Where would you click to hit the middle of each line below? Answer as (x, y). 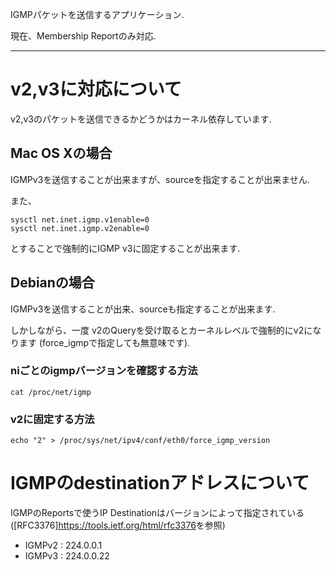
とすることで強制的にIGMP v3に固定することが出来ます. (125, 248)
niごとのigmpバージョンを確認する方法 (104, 371)
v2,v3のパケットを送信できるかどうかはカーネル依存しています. (141, 119)
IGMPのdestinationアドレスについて (160, 483)
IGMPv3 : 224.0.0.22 (67, 556)
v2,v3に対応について (96, 89)
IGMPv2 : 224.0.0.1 (63, 545)
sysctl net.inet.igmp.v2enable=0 (80, 228)
